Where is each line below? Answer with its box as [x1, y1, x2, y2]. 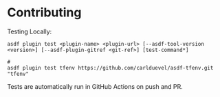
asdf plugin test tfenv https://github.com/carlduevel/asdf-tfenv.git [7, 64, 214, 71]
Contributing [7, 5, 82, 20]
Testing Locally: [7, 27, 52, 36]
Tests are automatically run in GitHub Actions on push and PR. [7, 82, 184, 90]
